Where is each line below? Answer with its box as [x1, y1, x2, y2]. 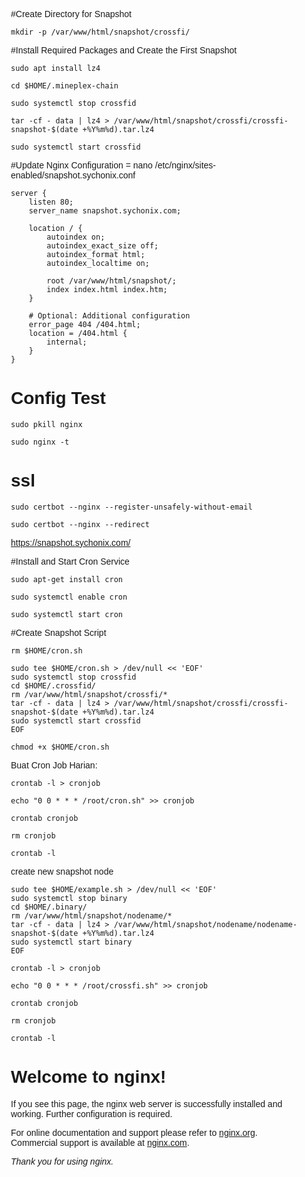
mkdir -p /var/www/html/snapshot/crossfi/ [10, 27, 191, 37]
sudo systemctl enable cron [10, 592, 128, 602]
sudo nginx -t [10, 437, 70, 447]
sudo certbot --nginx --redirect [10, 519, 150, 529]
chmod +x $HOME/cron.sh [10, 742, 110, 752]
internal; [46, 337, 88, 347]
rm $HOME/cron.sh [10, 645, 83, 656]
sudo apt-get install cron [10, 574, 123, 584]
